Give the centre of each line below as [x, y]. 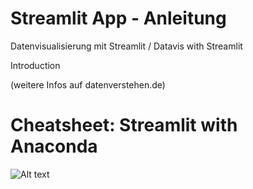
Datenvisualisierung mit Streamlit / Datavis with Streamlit [126, 46]
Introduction [35, 65]
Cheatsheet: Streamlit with [124, 125]
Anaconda [54, 146]
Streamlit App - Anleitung [118, 18]
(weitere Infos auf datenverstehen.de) [88, 84]
